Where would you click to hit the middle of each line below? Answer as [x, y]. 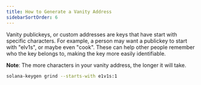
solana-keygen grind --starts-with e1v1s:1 [62, 76]
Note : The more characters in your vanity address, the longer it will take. [96, 65]
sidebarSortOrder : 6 [32, 17]
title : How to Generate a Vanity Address [59, 12]
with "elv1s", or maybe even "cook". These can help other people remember [101, 47]
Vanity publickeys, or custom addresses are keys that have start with [92, 34]
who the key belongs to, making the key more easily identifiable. [86, 53]
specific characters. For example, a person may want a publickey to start [97, 41]
